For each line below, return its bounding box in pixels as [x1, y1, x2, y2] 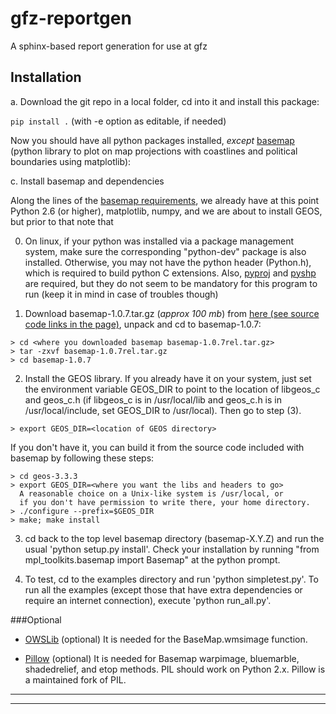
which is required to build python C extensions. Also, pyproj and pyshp [24, 267, 317, 279]
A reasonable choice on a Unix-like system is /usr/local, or [19, 488, 284, 499]
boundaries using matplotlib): [10, 155, 132, 167]
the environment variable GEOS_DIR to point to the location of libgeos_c [24, 383, 321, 395]
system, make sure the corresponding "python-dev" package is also [24, 245, 307, 257]
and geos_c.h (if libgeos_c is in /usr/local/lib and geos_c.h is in [24, 393, 282, 406]
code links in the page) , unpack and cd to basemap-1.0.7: [24, 318, 262, 330]
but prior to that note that [10, 215, 114, 227]
